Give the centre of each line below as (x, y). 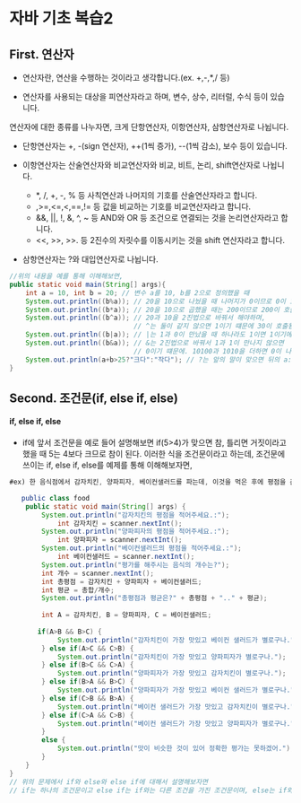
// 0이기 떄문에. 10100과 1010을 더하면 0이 (207, 351)
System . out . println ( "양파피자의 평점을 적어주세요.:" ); (136, 532)
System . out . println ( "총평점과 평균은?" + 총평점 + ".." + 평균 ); (155, 598)
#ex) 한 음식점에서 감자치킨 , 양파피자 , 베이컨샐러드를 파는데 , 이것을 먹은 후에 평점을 (148, 482)
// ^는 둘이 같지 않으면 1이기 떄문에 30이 (202, 327)
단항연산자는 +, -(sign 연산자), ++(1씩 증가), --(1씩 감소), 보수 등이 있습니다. (155, 146)
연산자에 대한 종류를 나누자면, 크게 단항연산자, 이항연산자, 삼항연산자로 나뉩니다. (149, 127)
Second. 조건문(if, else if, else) (94, 398)
